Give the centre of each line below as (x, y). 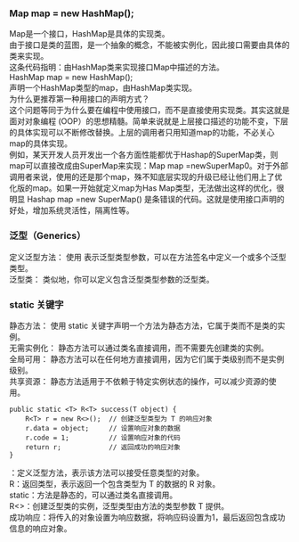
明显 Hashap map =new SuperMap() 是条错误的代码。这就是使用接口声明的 (147, 200)
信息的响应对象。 (40, 528)
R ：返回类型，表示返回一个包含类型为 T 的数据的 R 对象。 (115, 483)
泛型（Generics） (48, 236)
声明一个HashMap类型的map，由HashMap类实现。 (103, 88)
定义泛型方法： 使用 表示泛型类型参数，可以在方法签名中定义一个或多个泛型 (148, 257)
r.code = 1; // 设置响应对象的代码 (103, 438)
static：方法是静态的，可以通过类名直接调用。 (93, 495)
